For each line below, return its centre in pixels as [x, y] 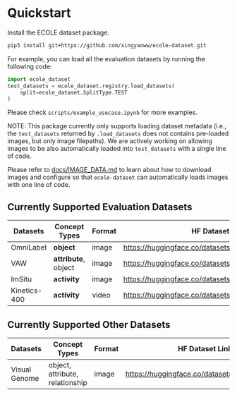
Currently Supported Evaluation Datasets [100, 207]
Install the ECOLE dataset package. [59, 32]
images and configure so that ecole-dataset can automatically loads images [118, 177]
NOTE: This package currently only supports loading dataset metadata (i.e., [117, 126]
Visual [21, 369]
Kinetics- [26, 291]
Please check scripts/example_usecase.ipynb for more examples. [102, 112]
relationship [68, 382]
